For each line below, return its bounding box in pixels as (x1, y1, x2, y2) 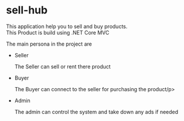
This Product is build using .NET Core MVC (6, 29, 110, 36)
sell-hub (6, 4, 48, 17)
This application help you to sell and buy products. (6, 23, 128, 30)
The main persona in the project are (6, 40, 92, 47)
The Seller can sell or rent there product (14, 63, 111, 70)
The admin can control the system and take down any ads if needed (14, 108, 179, 115)
